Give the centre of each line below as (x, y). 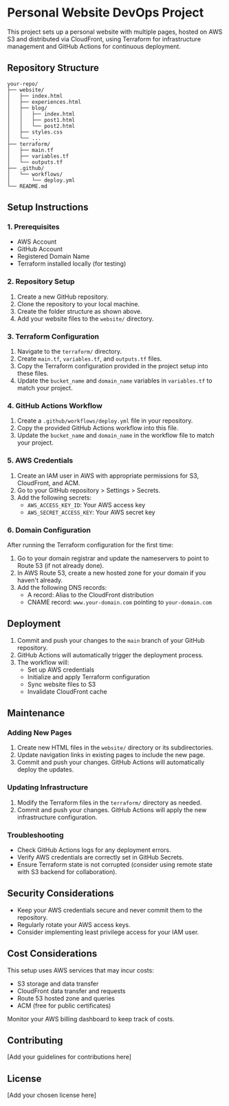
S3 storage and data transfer (58, 983)
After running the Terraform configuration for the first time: (90, 544)
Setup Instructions (48, 208)
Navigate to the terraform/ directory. (69, 352)
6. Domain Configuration (49, 530)
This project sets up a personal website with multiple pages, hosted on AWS (115, 32)
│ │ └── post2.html (41, 126)
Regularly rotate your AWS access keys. (74, 924)
